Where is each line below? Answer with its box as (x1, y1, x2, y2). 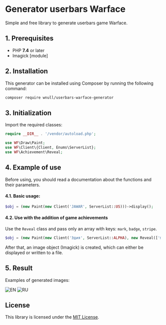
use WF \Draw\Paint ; (5, 140, 45, 146)
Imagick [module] (12, 53, 48, 58)
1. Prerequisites (5, 34, 54, 43)
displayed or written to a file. (5, 249, 63, 256)
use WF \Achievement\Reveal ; (5, 150, 63, 155)
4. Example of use (5, 163, 62, 172)
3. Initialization (5, 108, 52, 117)
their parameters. (5, 182, 41, 188)
